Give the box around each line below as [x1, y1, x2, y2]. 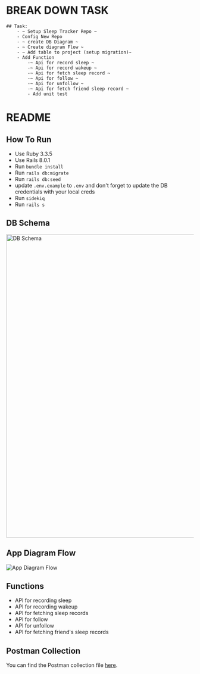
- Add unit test [27, 91, 68, 97]
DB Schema [6, 218, 51, 228]
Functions [6, 581, 45, 591]
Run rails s [14, 201, 45, 208]
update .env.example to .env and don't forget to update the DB [14, 182, 168, 189]
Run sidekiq [14, 194, 45, 201]
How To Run [6, 135, 52, 145]
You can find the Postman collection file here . [6, 661, 118, 669]
